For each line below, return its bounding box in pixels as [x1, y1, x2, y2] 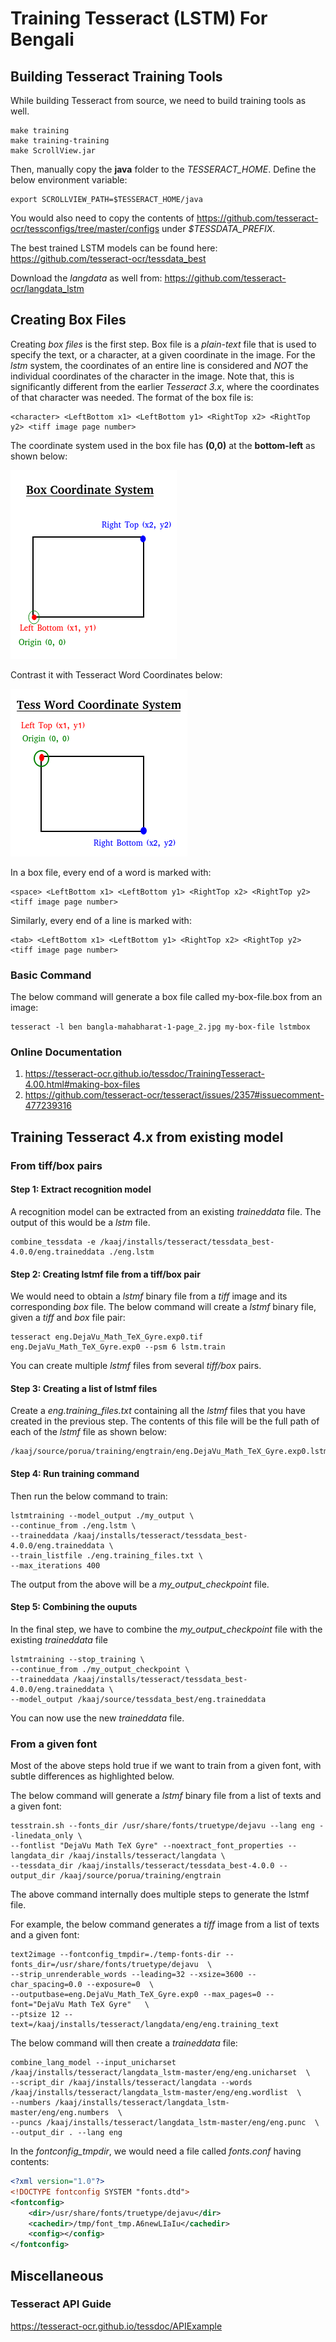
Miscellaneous [10, 2267, 104, 2284]
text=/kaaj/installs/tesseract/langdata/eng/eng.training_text [10, 2020, 280, 2030]
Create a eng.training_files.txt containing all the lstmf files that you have [10, 1405, 306, 1417]
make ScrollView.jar [10, 146, 97, 156]
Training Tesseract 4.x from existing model [10, 1128, 284, 1146]
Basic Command [10, 968, 92, 982]
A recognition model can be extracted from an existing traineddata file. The [10, 1205, 322, 1217]
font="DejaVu [10, 2000, 65, 2010]
